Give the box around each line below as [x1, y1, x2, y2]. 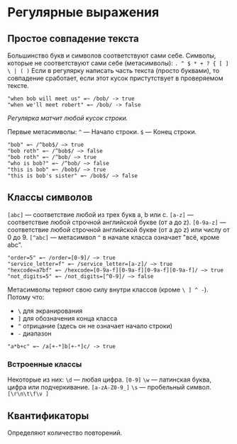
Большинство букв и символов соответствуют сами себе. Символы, [7, 51, 216, 60]
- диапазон [17, 329, 52, 338]
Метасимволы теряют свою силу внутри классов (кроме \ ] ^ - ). [7, 285, 209, 294]
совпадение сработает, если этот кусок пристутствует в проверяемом [7, 74, 224, 82]
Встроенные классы [7, 359, 82, 369]
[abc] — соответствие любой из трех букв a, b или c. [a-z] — [7, 210, 194, 218]
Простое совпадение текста [7, 33, 140, 45]
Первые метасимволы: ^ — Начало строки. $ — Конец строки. [7, 128, 197, 135]
